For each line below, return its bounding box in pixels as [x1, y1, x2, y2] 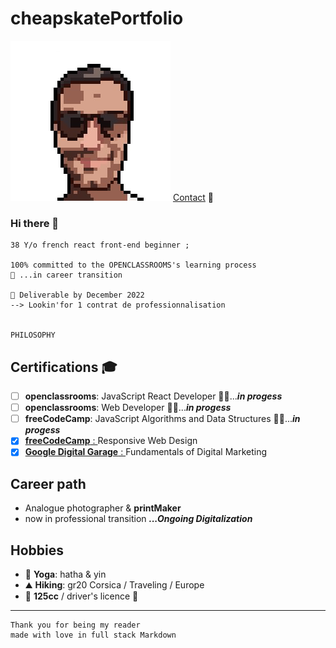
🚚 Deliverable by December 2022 [10, 290, 145, 301]
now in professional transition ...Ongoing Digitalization [24, 513, 253, 525]
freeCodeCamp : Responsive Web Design [24, 435, 198, 447]
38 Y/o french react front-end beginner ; [10, 240, 190, 251]
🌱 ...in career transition [10, 270, 123, 281]
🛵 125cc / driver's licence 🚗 [24, 590, 139, 602]
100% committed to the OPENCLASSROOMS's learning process [10, 260, 257, 271]
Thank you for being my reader [10, 620, 141, 630]
